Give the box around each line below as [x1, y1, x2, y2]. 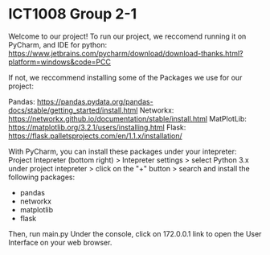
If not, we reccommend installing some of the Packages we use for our [8, 72, 243, 82]
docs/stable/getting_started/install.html [8, 105, 138, 115]
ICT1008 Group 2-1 [8, 5, 137, 23]
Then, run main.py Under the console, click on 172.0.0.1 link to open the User [8, 228, 262, 238]
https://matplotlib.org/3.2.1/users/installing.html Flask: [8, 122, 186, 132]
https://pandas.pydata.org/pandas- [36, 97, 154, 106]
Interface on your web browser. [8, 237, 112, 247]
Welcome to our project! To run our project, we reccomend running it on [8, 31, 247, 41]
